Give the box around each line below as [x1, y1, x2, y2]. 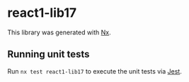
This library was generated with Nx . [7, 28, 111, 36]
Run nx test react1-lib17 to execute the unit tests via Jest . [7, 67, 182, 75]
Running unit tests [7, 48, 90, 60]
